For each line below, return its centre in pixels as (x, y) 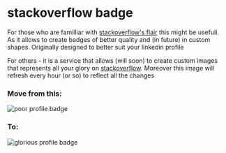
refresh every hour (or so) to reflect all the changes (81, 75)
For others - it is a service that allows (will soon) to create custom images (113, 60)
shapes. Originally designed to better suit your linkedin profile (96, 47)
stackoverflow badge (70, 13)
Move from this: (35, 94)
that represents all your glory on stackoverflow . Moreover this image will (111, 68)
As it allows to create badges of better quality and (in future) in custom (109, 39)
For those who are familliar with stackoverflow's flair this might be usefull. (113, 32)
